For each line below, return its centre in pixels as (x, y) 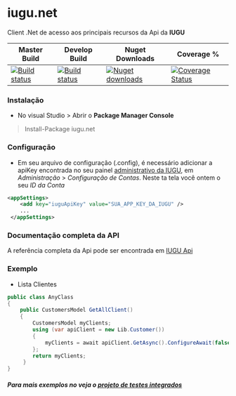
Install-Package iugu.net (60, 129)
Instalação (26, 100)
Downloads (135, 58)
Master (31, 49)
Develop (78, 49)
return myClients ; (59, 356)
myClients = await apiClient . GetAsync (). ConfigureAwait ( (130, 343)
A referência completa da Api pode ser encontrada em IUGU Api (100, 251)
